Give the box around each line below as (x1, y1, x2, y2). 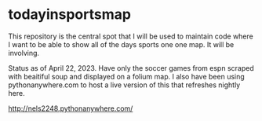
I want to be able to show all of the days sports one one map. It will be (8, 39, 235, 49)
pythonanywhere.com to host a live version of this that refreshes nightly (8, 80, 241, 90)
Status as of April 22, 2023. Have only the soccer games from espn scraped (8, 63, 254, 72)
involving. (8, 48, 40, 57)
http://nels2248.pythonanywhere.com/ (8, 104, 133, 113)
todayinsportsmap (8, 5, 132, 24)
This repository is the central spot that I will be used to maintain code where (8, 31, 253, 41)
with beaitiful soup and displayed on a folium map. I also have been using (8, 71, 245, 81)
